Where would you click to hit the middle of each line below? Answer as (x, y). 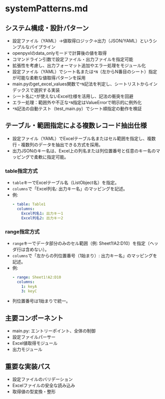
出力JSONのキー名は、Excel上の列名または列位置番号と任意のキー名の (84, 150)
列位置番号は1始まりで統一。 (41, 301)
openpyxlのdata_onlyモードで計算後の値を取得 (59, 53)
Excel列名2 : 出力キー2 (42, 218)
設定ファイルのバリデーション (42, 379)
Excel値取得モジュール (35, 343)
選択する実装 (47, 90)
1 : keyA (29, 287)
